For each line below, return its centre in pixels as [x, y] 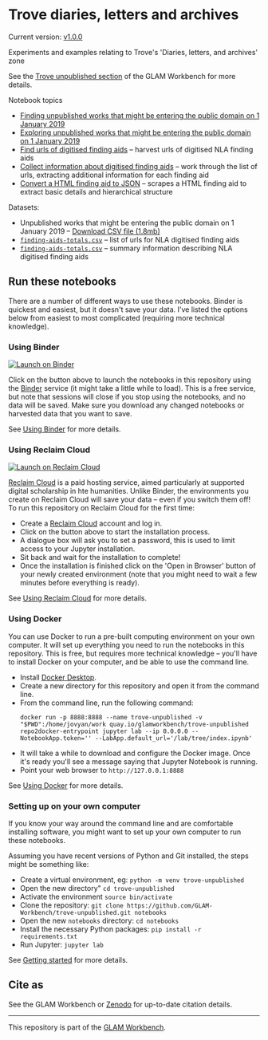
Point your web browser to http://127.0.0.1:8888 [102, 770]
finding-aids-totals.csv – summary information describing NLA [126, 248]
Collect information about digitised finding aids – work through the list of [138, 166]
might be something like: [49, 864]
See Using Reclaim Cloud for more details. [78, 598]
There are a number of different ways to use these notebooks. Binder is [126, 301]
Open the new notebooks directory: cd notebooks [99, 920]
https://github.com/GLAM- [169, 906]
